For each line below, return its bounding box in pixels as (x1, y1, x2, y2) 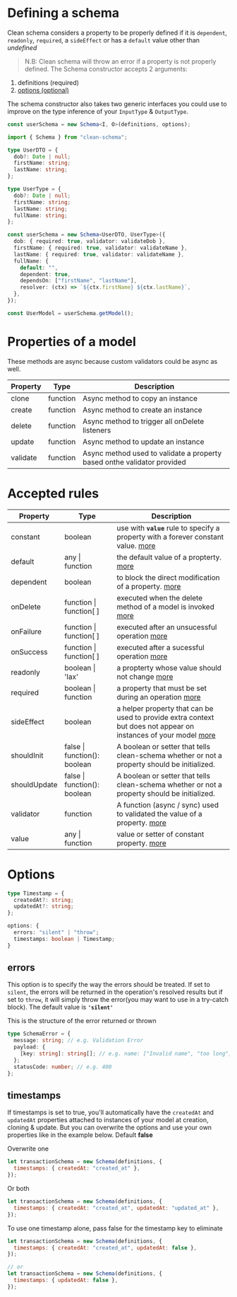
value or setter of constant (116, 829, 205, 839)
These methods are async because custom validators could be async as (7, 357, 218, 365)
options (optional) (17, 86, 69, 94)
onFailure (11, 627, 42, 636)
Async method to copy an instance (82, 393, 198, 403)
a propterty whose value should (116, 663, 222, 673)
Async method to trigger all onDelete (82, 416, 205, 426)
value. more (116, 540, 156, 550)
